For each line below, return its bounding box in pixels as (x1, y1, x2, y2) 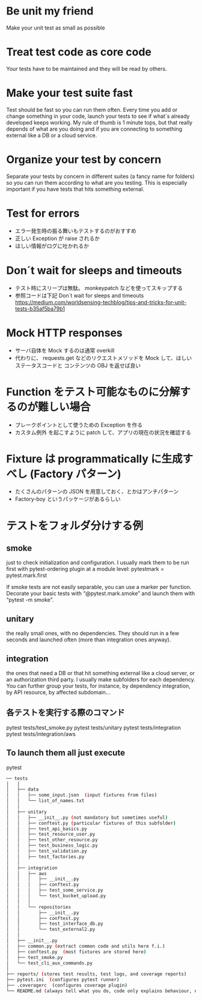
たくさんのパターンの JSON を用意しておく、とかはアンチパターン (14, 488, 179, 495)
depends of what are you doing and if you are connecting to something (6, 125, 182, 132)
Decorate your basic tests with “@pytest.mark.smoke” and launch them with (6, 590, 195, 597)
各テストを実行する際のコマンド (6, 708, 125, 718)
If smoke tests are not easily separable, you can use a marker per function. (6, 584, 192, 591)
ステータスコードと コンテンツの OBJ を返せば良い (14, 362, 141, 369)
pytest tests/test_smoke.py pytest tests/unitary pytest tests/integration (6, 724, 182, 731)
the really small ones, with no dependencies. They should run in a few (6, 630, 179, 637)
